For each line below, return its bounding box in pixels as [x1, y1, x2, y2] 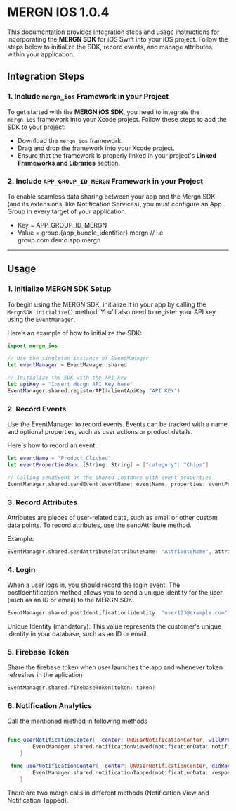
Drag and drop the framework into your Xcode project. [17, 144, 176, 152]
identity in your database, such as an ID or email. [7, 630, 149, 638]
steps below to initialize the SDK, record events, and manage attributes [7, 42, 213, 51]
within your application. [7, 50, 75, 58]
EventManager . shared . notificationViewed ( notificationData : [32, 743, 209, 750]
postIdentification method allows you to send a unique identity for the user [7, 588, 223, 597]
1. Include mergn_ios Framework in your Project [7, 92, 169, 101]
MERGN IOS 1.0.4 [7, 4, 110, 20]
